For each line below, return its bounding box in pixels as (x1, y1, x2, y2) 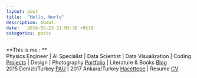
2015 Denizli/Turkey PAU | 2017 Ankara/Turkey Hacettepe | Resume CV (6, 65, 179, 72)
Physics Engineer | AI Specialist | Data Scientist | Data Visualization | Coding (6, 53, 192, 60)
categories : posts (6, 30, 51, 36)
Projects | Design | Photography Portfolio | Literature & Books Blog (6, 59, 167, 66)
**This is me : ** (6, 46, 47, 53)
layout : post (6, 8, 38, 15)
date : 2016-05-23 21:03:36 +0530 (6, 25, 94, 31)
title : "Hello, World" (6, 14, 65, 20)
